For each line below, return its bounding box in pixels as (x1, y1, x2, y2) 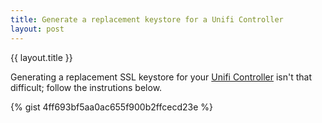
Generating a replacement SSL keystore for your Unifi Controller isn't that (10, 71, 313, 83)
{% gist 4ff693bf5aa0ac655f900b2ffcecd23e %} (10, 101, 213, 113)
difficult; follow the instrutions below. (10, 81, 163, 93)
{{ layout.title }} (10, 51, 73, 63)
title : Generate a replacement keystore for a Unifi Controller (10, 14, 284, 25)
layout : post (10, 24, 65, 34)
